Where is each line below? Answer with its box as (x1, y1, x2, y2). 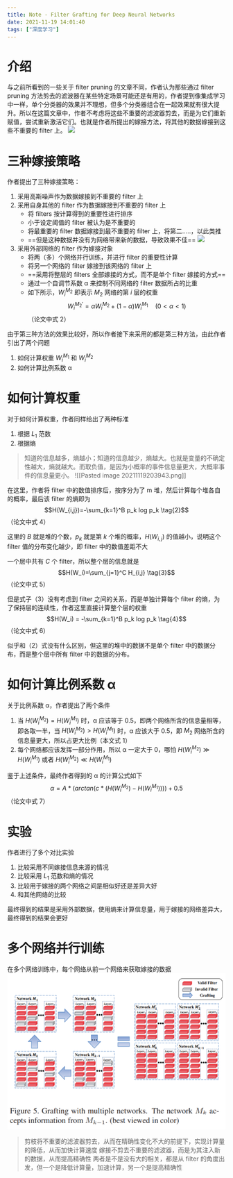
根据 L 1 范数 (17, 429, 51, 439)
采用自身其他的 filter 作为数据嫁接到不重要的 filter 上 (17, 201, 166, 210)
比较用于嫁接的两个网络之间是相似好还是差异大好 (17, 882, 157, 890)
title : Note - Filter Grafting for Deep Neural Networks (7, 11, 175, 18)
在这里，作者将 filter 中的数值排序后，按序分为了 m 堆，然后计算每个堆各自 (7, 486, 221, 494)
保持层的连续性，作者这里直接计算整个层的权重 (12, 604, 147, 612)
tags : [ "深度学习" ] (7, 26, 60, 33)
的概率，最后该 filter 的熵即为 (7, 495, 91, 503)
